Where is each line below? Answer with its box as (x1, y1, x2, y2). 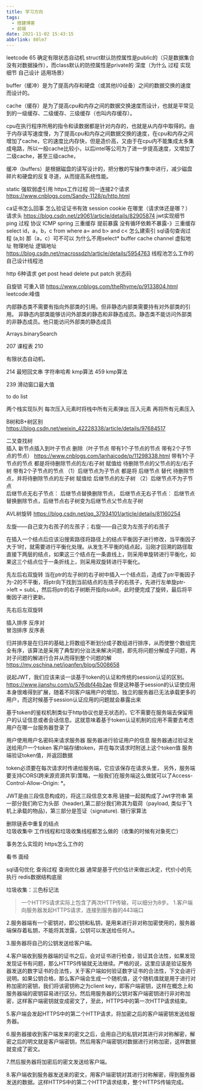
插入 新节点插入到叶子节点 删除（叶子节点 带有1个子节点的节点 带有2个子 (6, 445, 186, 451)
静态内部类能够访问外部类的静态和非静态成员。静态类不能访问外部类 (23, 311, 192, 317)
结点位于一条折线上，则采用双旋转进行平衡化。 (26, 558, 143, 565)
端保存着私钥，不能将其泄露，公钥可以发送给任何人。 (6, 927, 138, 934)
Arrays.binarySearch (6, 330, 58, 337)
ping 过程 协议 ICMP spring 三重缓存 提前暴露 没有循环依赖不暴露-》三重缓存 (6, 220, 197, 227)
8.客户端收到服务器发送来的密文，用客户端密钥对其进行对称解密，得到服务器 (6, 1071, 195, 1078)
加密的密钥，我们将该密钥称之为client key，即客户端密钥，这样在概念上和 (11, 982, 194, 989)
